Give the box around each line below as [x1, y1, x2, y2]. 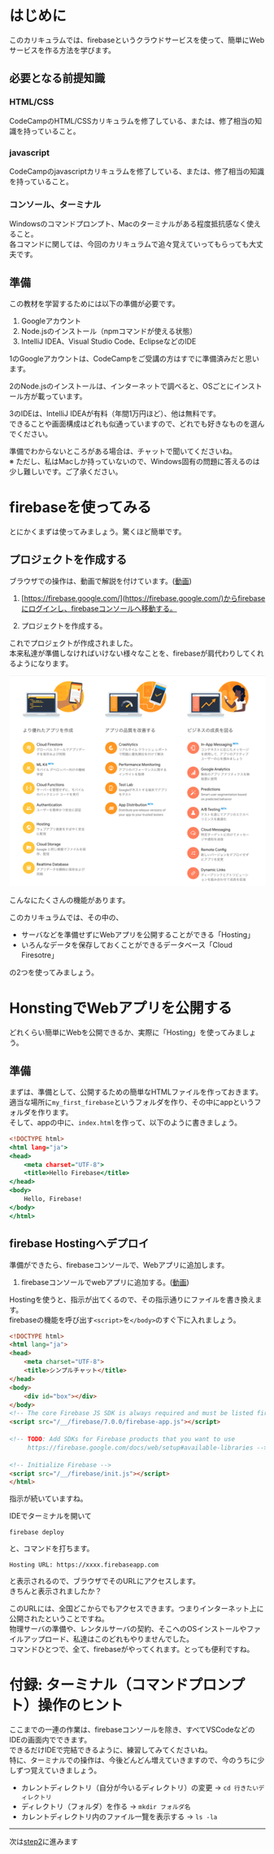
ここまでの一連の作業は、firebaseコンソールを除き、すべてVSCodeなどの [9, 1725, 255, 1734]
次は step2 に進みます [9, 1837, 79, 1847]
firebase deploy [9, 1528, 64, 1536]
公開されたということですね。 [9, 1614, 109, 1624]
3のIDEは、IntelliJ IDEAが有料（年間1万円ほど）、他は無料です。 [9, 409, 220, 419]
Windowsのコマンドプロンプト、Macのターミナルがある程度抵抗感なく [9, 219, 247, 229]
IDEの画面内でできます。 [9, 1735, 92, 1745]
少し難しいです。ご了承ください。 [9, 467, 123, 476]
